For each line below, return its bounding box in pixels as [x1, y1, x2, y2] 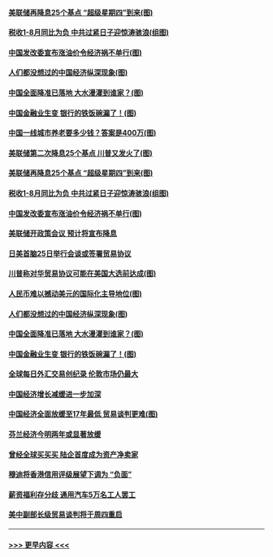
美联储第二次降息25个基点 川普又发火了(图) [8, 148, 153, 158]
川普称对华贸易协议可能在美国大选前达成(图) [8, 269, 157, 278]
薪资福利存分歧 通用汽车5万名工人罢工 [8, 490, 136, 499]
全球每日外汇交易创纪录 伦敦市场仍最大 [8, 369, 139, 379]
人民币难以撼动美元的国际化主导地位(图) [8, 288, 142, 298]
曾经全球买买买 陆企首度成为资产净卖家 [8, 449, 139, 459]
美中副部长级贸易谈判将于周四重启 [8, 510, 123, 520]
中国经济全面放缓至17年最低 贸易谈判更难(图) [8, 409, 158, 419]
